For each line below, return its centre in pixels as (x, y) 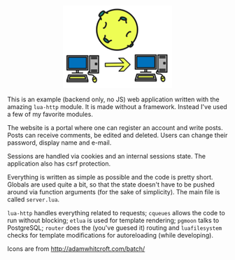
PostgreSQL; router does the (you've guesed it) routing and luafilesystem (115, 228)
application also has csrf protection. (59, 164)
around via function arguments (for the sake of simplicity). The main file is (114, 192)
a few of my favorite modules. (50, 115)
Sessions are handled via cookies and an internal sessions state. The (107, 157)
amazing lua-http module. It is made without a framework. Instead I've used (117, 107)
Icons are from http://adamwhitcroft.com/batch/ (76, 249)
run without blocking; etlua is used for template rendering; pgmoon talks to (113, 221)
